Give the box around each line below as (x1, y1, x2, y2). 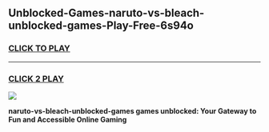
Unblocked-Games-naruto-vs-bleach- (8, 6, 205, 20)
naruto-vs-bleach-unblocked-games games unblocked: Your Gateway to (8, 106, 257, 115)
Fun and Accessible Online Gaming (8, 114, 127, 124)
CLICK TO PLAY (8, 43, 70, 54)
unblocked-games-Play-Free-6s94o (8, 19, 194, 33)
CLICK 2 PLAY (8, 73, 64, 84)
